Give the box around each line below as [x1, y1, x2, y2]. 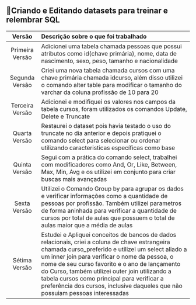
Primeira [10, 46, 34, 54]
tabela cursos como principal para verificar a [41, 274, 164, 282]
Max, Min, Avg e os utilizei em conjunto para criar [41, 168, 176, 176]
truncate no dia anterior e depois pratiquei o [41, 129, 162, 137]
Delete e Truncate [41, 112, 90, 120]
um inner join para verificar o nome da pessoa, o [41, 252, 174, 261]
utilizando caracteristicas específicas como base [41, 144, 176, 152]
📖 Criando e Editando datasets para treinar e [6, 6, 168, 16]
